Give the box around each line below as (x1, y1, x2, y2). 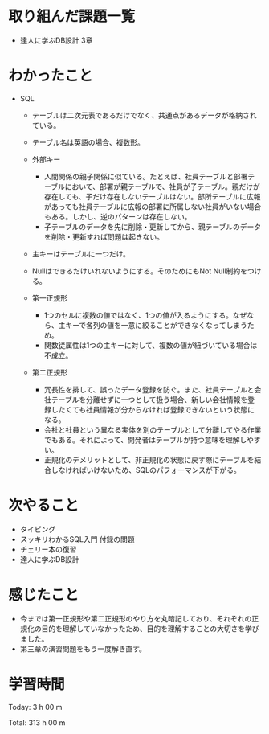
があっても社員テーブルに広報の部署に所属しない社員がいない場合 (43, 202, 262, 211)
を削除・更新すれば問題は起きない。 (43, 232, 165, 241)
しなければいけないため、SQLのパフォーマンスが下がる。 (51, 465, 241, 474)
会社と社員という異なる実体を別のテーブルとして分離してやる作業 (43, 424, 262, 434)
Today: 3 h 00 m (8, 702, 63, 711)
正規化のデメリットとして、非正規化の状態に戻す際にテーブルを (43, 455, 255, 465)
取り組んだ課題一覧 (8, 7, 136, 26)
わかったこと (8, 67, 94, 85)
